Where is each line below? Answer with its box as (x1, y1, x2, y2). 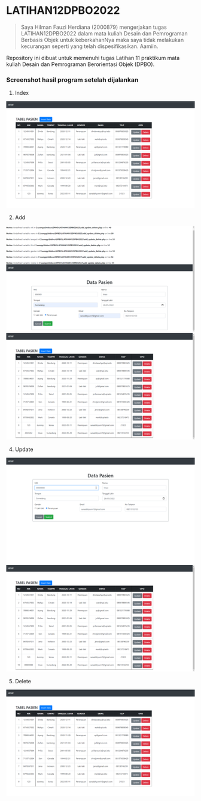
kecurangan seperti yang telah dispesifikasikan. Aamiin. (20, 43, 159, 50)
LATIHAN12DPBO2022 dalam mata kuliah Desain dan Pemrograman (20, 29, 188, 37)
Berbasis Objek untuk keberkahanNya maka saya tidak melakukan (20, 36, 184, 43)
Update (14, 446, 33, 453)
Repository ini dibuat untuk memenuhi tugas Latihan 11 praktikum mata (6, 54, 180, 61)
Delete (14, 677, 32, 685)
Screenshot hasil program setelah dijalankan (6, 76, 139, 84)
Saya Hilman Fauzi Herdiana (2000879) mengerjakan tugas (20, 23, 167, 31)
